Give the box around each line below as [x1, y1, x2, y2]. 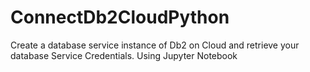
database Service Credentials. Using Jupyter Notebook [10, 49, 238, 61]
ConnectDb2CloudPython [10, 6, 230, 29]
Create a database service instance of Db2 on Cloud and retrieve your [10, 39, 300, 51]
